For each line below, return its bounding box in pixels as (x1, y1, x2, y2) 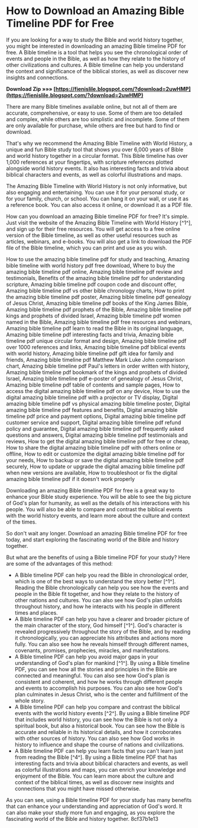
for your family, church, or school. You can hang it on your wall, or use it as (6, 195, 189, 202)
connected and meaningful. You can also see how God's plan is (14, 672, 170, 679)
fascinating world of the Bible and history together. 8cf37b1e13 (6, 815, 158, 822)
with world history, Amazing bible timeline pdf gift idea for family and (6, 350, 174, 357)
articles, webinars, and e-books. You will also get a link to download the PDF (6, 238, 193, 245)
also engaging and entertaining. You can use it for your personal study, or (6, 189, 185, 196)
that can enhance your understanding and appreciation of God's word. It (6, 803, 183, 810)
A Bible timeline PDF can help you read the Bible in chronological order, (14, 572, 189, 579)
